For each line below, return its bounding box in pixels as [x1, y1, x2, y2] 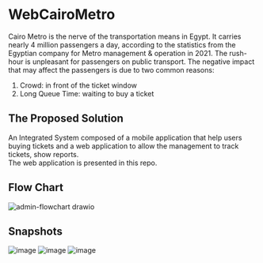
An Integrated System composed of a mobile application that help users [8, 133, 242, 142]
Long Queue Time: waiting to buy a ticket [19, 88, 154, 98]
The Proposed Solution [8, 112, 124, 126]
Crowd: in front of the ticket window [19, 81, 137, 90]
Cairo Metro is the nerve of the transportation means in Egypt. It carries [8, 32, 242, 41]
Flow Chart [8, 181, 63, 194]
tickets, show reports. [8, 149, 79, 159]
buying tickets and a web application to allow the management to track [8, 141, 239, 151]
